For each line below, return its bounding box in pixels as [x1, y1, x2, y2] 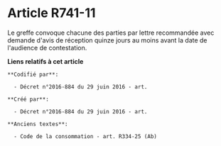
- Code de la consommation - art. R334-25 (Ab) [14, 133, 158, 140]
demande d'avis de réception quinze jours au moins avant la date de [7, 35, 207, 44]
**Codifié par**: [7, 71, 59, 78]
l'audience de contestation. [7, 43, 87, 52]
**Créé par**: [7, 96, 50, 103]
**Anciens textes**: [7, 120, 69, 128]
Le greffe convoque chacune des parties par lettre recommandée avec [7, 28, 215, 37]
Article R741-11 [7, 5, 96, 21]
